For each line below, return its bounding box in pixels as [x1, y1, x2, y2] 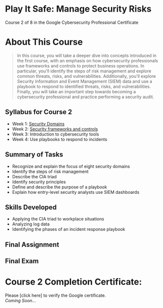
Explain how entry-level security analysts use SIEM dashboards [12, 189, 140, 195]
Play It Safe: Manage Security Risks [5, 3, 152, 15]
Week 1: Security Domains [12, 120, 65, 127]
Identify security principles [12, 179, 66, 185]
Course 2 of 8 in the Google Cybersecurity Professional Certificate [5, 19, 139, 25]
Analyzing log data [12, 221, 50, 227]
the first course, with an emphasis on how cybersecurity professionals [17, 57, 158, 64]
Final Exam [5, 257, 39, 265]
